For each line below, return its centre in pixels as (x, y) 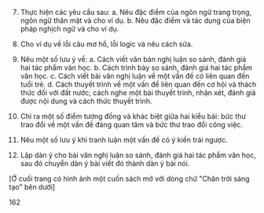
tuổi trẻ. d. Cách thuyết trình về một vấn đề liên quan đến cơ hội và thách (138, 84)
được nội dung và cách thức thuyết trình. (86, 101)
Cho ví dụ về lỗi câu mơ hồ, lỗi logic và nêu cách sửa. (106, 44)
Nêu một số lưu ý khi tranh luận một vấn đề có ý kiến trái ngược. (124, 140)
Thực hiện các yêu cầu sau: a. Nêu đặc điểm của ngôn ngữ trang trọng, (136, 12)
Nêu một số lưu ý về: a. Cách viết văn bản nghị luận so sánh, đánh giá (133, 59)
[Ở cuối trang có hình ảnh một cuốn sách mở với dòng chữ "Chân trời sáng (129, 178)
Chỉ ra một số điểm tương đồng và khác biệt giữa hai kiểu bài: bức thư (133, 116)
